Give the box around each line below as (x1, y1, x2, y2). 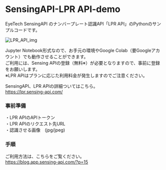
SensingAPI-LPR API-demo (5, 4, 120, 15)
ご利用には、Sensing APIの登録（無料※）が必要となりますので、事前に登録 (5, 60, 160, 66)
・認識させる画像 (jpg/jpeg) (5, 127, 65, 133)
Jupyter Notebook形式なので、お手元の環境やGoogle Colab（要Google (5, 47, 151, 53)
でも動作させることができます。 (22, 54, 89, 60)
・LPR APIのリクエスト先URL (5, 121, 66, 127)
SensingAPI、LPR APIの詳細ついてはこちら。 (5, 83, 98, 89)
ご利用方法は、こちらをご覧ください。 (5, 153, 84, 159)
